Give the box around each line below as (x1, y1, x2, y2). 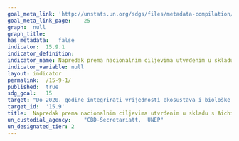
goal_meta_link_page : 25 (7, 17, 91, 24)
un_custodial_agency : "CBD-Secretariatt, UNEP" (7, 116, 164, 123)
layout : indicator (7, 70, 62, 77)
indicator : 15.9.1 (7, 43, 65, 51)
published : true (7, 83, 59, 90)
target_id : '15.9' (7, 103, 65, 110)
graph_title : (7, 30, 46, 38)
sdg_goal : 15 (7, 90, 53, 97)
